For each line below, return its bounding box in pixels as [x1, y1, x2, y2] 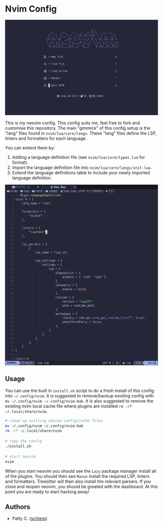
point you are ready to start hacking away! [5, 489, 90, 494]
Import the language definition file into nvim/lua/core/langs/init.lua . [12, 165, 152, 170]
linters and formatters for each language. [5, 136, 87, 141]
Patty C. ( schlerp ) [12, 516, 48, 522]
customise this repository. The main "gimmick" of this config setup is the [5, 125, 150, 131]
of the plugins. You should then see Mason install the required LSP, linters [5, 473, 150, 479]
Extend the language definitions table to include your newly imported [12, 170, 150, 176]
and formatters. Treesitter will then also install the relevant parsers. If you [5, 478, 151, 484]
